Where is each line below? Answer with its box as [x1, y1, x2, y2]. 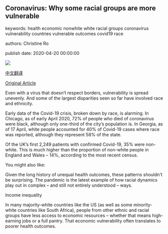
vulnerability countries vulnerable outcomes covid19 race [5, 30, 124, 37]
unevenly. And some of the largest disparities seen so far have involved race [5, 95, 163, 101]
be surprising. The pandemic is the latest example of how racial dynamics [5, 177, 158, 183]
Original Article [5, 80, 36, 86]
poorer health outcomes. [5, 223, 56, 229]
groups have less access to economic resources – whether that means [5, 212, 151, 218]
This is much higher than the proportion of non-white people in [19, 146, 149, 152]
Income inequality [5, 192, 42, 198]
